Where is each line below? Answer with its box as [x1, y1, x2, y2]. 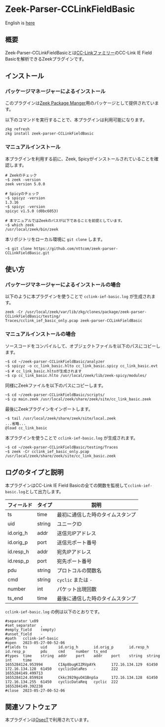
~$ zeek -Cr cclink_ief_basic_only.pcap [5, 449, 90, 454]
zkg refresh [5, 127, 30, 132]
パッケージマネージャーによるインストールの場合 [5, 282, 121, 289]
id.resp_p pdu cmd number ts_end [5, 649, 107, 654]
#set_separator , [5, 623, 43, 628]
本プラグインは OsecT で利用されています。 [5, 717, 91, 723]
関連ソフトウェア [5, 703, 57, 711]
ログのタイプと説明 [5, 468, 64, 477]
